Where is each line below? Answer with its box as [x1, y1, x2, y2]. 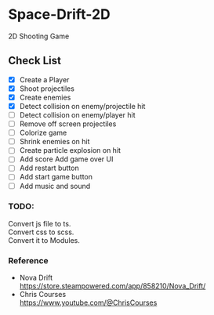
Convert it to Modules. [8, 235, 81, 244]
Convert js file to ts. [8, 219, 71, 228]
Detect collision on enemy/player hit [19, 110, 136, 119]
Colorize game [19, 128, 67, 138]
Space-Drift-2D [8, 5, 111, 24]
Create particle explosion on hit [19, 146, 122, 155]
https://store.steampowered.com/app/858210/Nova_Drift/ [19, 281, 206, 291]
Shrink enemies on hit [19, 137, 90, 147]
